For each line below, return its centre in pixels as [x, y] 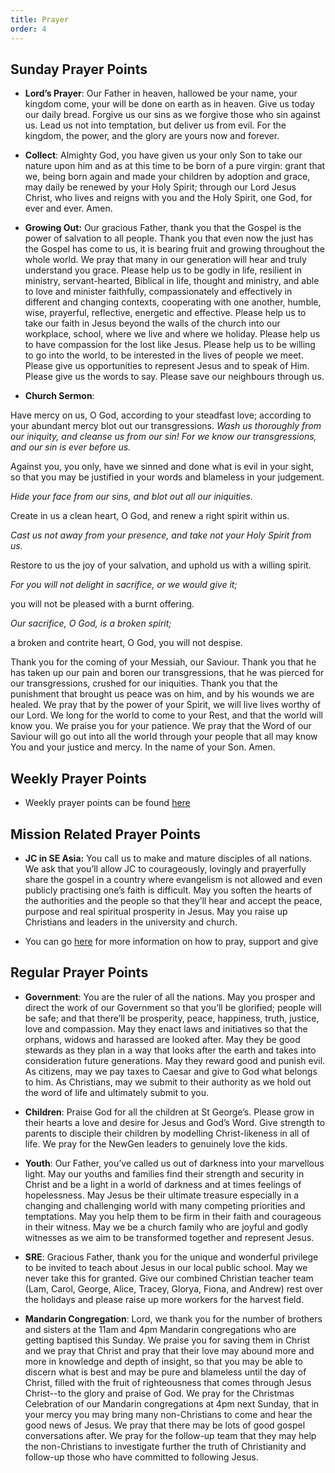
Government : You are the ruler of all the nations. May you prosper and [170, 997]
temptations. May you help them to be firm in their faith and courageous [173, 1216]
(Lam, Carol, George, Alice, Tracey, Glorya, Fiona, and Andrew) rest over [173, 1288]
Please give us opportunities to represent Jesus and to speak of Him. [167, 366]
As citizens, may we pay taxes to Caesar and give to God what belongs [171, 1071]
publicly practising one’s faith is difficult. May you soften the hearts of [168, 890]
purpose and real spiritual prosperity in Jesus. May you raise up [156, 911]
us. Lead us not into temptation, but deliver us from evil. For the [155, 125]
